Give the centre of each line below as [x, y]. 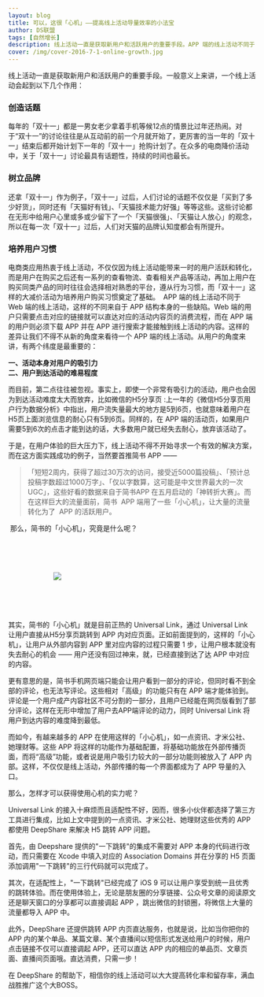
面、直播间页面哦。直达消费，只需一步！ [73, 958]
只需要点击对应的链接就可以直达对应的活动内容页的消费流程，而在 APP [129, 317]
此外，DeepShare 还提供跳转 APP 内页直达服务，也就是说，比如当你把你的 [129, 928]
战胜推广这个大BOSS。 [45, 984]
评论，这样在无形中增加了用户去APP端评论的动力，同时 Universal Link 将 [132, 710]
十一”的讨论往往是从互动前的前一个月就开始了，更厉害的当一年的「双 [137, 136]
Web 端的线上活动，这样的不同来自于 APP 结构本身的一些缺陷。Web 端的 [126, 306]
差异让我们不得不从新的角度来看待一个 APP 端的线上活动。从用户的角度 [124, 336]
